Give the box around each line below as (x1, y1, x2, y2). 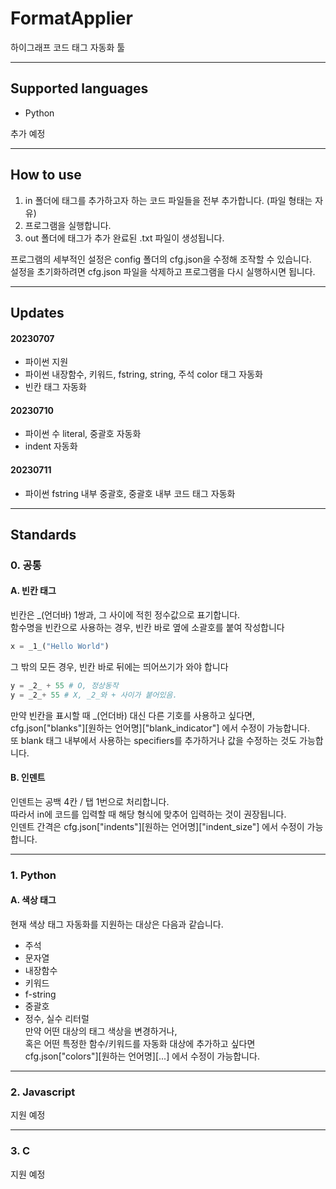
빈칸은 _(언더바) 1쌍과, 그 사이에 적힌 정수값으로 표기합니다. (10, 609, 241, 621)
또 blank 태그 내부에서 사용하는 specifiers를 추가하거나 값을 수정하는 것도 (10, 734, 298, 746)
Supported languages (10, 80, 149, 97)
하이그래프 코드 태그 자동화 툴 (10, 41, 126, 53)
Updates (10, 304, 65, 321)
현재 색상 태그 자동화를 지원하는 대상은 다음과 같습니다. (10, 918, 224, 931)
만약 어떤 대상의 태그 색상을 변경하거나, (24, 1025, 178, 1037)
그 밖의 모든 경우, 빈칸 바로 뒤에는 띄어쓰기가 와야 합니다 (10, 660, 229, 672)
